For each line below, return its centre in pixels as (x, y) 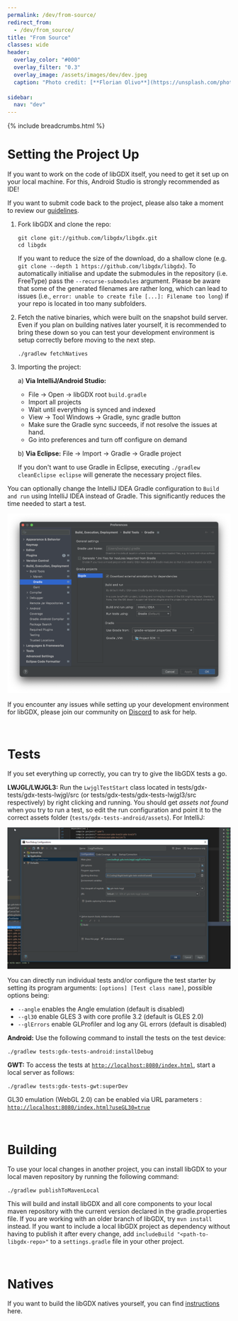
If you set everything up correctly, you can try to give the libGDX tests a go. (117, 774)
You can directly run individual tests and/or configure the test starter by (112, 980)
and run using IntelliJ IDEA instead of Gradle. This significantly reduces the (117, 496)
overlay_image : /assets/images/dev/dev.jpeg (80, 74)
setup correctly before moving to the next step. (86, 340)
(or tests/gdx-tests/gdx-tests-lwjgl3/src (138, 795)
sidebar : (20, 97)
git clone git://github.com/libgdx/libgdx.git (87, 238)
